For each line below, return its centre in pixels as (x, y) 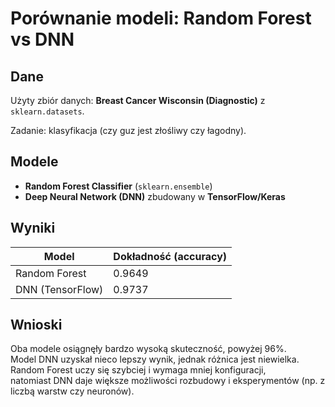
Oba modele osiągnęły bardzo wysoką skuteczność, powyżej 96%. (148, 349)
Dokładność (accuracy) (170, 256)
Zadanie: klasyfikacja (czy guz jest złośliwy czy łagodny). (128, 130)
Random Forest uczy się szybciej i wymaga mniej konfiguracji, (138, 370)
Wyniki (33, 228)
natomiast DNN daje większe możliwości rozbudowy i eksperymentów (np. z (168, 381)
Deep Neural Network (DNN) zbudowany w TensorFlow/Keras (155, 196)
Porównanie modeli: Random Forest (161, 18)
